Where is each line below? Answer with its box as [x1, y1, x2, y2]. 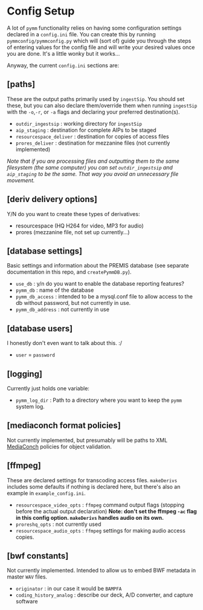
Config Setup [7, 4, 75, 18]
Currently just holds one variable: [7, 385, 90, 392]
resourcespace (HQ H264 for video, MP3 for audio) [15, 222, 144, 229]
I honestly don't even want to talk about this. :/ [7, 339, 123, 347]
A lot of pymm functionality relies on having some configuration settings [7, 24, 182, 31]
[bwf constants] [7, 551, 69, 561]
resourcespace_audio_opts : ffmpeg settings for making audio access [15, 526, 186, 534]
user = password [15, 351, 55, 358]
